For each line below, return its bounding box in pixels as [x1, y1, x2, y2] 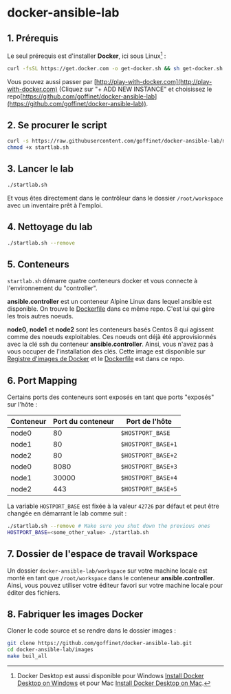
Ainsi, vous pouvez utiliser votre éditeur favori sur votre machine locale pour [7, 581, 223, 589]
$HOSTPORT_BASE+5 [120, 485, 177, 493]
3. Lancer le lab [7, 163, 74, 175]
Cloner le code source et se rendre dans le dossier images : [7, 626, 177, 635]
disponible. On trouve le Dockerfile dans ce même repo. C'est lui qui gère [7, 305, 215, 313]
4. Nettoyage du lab [7, 221, 93, 233]
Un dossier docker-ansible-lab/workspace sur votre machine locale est [7, 567, 208, 575]
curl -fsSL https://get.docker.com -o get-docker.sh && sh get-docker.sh [7, 65, 223, 72]
